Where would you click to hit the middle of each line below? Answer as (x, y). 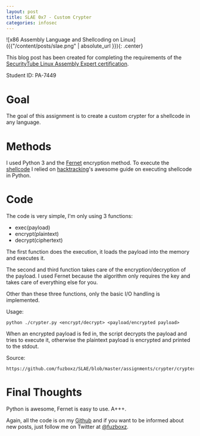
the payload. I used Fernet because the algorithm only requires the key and (98, 276)
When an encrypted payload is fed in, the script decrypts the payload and (97, 334)
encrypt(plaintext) (37, 234)
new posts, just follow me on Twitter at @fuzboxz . (68, 427)
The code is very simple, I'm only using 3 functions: (69, 216)
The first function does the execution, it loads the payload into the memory (98, 252)
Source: (16, 358)
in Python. (19, 176)
